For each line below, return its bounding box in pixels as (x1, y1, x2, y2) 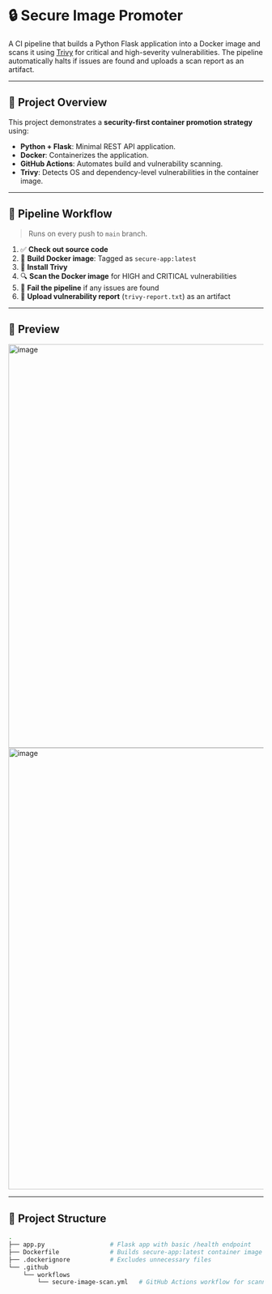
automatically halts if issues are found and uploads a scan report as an (8, 56, 244, 66)
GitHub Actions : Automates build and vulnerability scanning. (19, 159, 223, 169)
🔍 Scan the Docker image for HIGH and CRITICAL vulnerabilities (19, 271, 237, 280)
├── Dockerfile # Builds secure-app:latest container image (8, 1248, 263, 1256)
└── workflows (23, 1271, 70, 1279)
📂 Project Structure (8, 1211, 107, 1225)
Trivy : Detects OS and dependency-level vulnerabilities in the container (19, 167, 259, 177)
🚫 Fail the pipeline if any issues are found (19, 283, 159, 293)
